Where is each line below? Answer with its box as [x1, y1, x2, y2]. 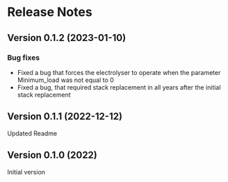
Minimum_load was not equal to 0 [17, 76, 115, 84]
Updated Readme [7, 129, 58, 138]
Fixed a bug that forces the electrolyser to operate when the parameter [17, 68, 221, 76]
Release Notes [7, 4, 92, 20]
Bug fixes [7, 53, 40, 63]
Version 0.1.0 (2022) [7, 149, 97, 161]
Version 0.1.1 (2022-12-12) [7, 110, 123, 122]
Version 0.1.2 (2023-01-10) [7, 32, 127, 44]
